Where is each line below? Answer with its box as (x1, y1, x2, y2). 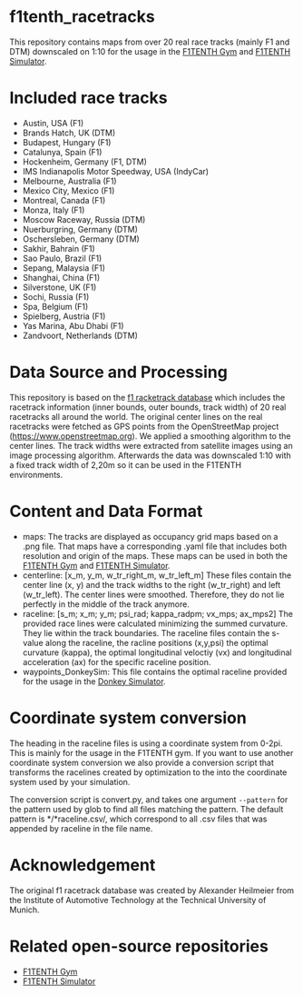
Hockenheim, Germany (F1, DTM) (22, 156, 148, 167)
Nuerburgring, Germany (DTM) (22, 224, 139, 234)
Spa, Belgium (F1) (22, 301, 89, 312)
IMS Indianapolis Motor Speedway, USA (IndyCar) (22, 165, 210, 176)
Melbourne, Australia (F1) (22, 175, 117, 186)
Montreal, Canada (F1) (22, 194, 106, 205)
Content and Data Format (9, 502, 203, 522)
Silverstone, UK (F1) (22, 282, 97, 293)
